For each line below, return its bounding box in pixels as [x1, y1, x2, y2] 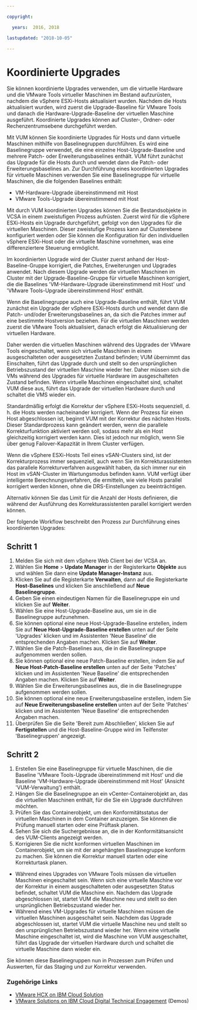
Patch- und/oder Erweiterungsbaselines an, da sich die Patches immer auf [6, 311, 186, 318]
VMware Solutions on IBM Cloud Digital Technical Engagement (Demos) [15, 998, 189, 1005]
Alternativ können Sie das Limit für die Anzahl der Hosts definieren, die [6, 494, 178, 501]
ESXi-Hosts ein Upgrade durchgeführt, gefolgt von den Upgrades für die [6, 219, 182, 227]
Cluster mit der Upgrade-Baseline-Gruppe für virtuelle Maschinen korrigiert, [6, 274, 191, 282]
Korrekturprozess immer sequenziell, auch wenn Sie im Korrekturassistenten [6, 458, 192, 465]
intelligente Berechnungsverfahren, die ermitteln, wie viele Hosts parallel [6, 476, 182, 484]
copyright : [6, 14, 33, 19]
